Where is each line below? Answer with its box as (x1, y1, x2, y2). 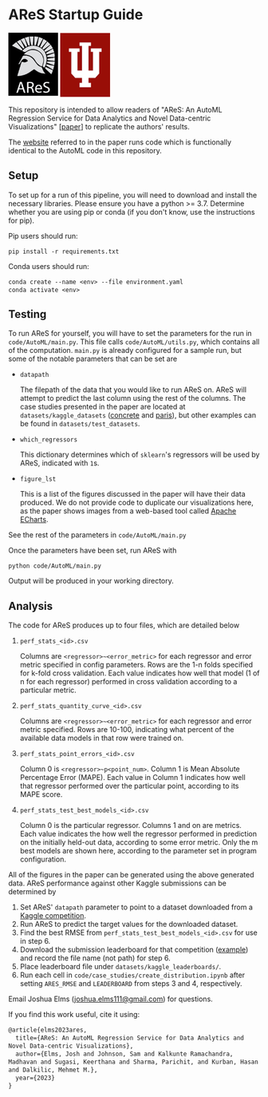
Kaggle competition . (19, 911, 86, 921)
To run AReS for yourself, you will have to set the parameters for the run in (8, 329, 253, 339)
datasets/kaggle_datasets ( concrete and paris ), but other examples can (19, 410, 257, 420)
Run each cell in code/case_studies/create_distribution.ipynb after (19, 970, 246, 980)
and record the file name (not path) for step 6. (19, 953, 171, 963)
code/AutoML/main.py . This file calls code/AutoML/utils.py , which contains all (8, 337, 260, 347)
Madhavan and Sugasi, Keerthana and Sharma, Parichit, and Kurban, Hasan (8, 1058, 259, 1067)
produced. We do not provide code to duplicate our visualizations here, (19, 497, 254, 508)
